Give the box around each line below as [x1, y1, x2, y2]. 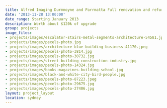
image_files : [5, 30, 32, 35]
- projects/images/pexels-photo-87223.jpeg [5, 77, 97, 82]
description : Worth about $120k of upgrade [5, 21, 97, 26]
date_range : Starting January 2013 [5, 16, 79, 21]
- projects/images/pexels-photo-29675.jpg [5, 81, 94, 86]
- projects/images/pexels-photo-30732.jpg [5, 53, 94, 59]
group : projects [5, 26, 39, 31]
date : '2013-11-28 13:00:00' [5, 12, 66, 17]
